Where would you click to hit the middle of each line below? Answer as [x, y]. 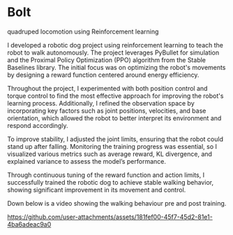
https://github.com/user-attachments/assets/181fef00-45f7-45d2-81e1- [110, 217]
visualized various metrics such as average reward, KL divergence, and [110, 154]
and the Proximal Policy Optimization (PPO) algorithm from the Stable [107, 59]
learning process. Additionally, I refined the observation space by [101, 103]
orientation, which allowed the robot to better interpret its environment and [114, 118]
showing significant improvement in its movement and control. [97, 190]
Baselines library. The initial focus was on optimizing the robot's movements [116, 67]
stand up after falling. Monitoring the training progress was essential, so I [112, 146]
